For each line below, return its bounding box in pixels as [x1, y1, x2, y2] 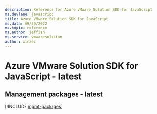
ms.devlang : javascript [5, 12, 54, 17]
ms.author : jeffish [5, 30, 45, 35]
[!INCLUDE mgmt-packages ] [5, 103, 63, 109]
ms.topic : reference [5, 26, 48, 30]
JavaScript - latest [5, 71, 82, 82]
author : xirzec [5, 39, 36, 44]
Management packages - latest [5, 90, 103, 99]
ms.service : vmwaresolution [5, 35, 63, 40]
